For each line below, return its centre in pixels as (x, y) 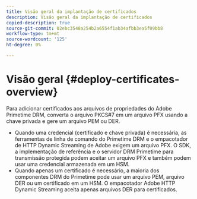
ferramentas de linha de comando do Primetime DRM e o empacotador (101, 139)
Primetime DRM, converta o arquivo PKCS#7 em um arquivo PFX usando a (97, 115)
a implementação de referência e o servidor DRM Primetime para (94, 151)
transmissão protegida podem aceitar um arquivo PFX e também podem (103, 157)
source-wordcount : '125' (37, 39)
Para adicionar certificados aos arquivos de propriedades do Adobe (89, 108)
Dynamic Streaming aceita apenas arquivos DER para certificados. (96, 189)
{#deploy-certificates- (123, 79)
